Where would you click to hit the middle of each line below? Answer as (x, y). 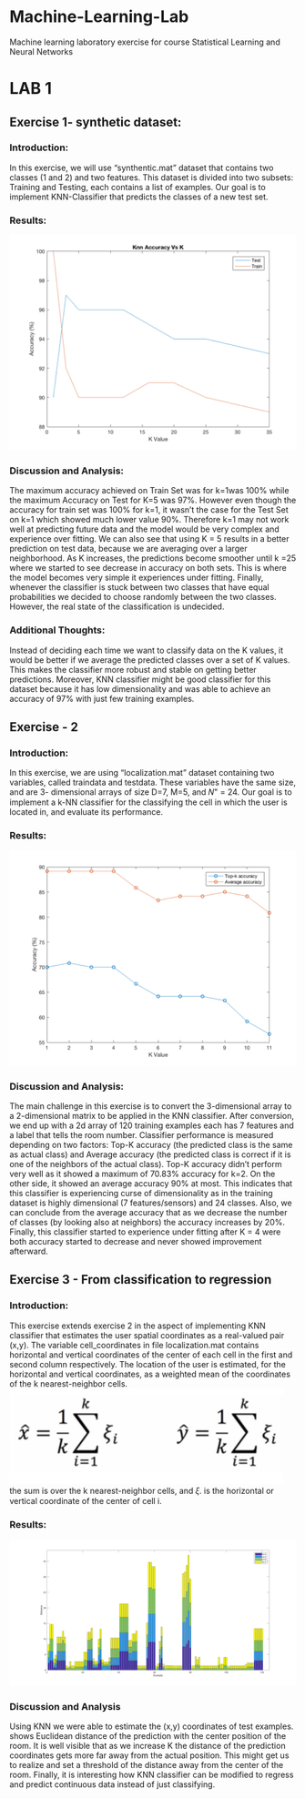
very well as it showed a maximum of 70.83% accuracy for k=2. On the (142, 1174)
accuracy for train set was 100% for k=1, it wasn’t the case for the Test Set (149, 510)
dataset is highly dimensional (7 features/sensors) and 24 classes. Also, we (151, 1203)
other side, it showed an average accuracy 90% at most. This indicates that (151, 1183)
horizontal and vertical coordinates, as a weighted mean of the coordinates (150, 1374)
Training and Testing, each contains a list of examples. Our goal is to (137, 187)
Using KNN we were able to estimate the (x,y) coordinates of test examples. (152, 1726)
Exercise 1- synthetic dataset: (96, 122)
